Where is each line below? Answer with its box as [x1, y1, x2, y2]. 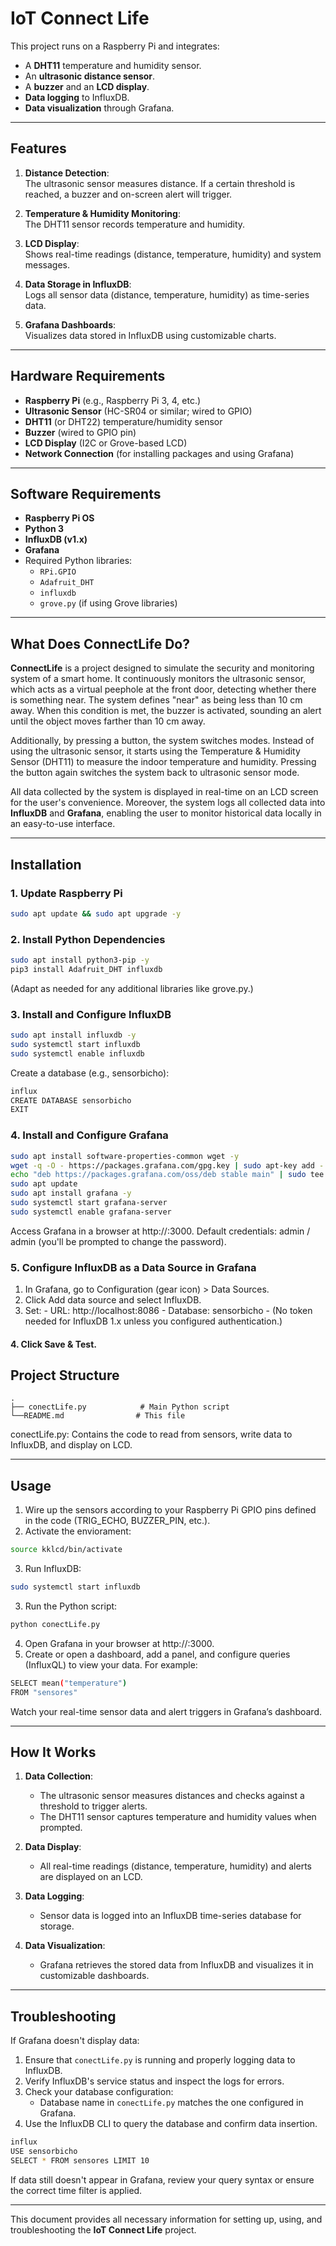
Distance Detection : [24, 167, 110, 179]
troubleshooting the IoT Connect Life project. [10, 2223, 197, 2236]
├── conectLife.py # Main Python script [10, 1402, 230, 1412]
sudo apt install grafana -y [10, 1188, 132, 1199]
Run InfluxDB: [24, 1563, 82, 1575]
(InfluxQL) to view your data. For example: [24, 1658, 198, 1671]
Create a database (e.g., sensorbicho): [10, 1067, 170, 1079]
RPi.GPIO [39, 567, 77, 577]
